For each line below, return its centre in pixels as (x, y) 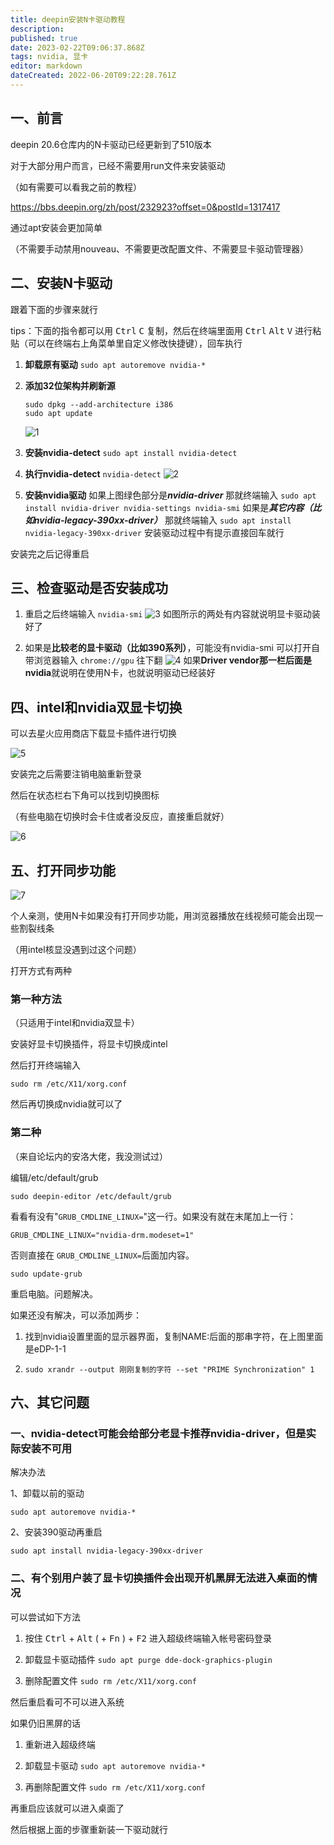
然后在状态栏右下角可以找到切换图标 (85, 795)
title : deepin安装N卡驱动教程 (68, 19)
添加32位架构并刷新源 (70, 385)
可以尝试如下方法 (45, 1617)
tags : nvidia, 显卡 (49, 57)
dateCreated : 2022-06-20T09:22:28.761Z (93, 76)
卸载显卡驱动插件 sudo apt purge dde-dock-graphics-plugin (148, 1659)
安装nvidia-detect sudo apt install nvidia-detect (131, 452)
